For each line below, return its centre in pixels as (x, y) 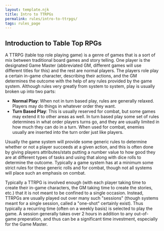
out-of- (141, 214)
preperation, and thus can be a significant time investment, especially (88, 219)
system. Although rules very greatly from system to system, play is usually (80, 86)
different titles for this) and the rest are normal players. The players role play (82, 71)
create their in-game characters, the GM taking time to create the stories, (79, 188)
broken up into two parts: (31, 92)
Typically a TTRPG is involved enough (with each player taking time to (75, 182)
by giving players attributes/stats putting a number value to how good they (80, 152)
